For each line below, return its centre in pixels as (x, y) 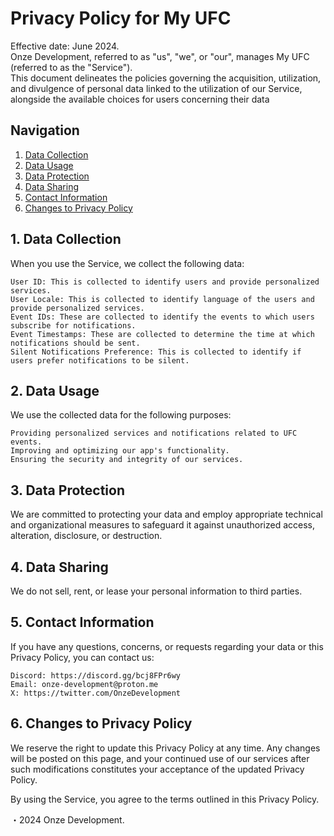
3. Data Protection (67, 490)
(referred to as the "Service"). (71, 67)
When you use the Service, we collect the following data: (127, 263)
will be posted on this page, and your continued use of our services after (160, 758)
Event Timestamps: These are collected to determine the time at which (162, 334)
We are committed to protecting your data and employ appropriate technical (166, 514)
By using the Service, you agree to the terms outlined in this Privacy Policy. (165, 799)
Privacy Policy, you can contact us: (82, 657)
